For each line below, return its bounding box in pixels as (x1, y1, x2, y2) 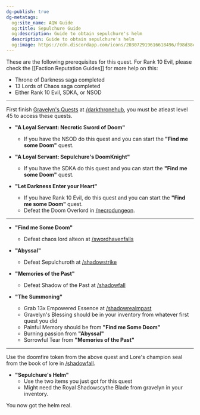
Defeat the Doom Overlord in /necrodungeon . (23, 207, 135, 214)
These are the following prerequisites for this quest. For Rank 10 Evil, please (6, 58, 192, 65)
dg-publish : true (6, 8, 49, 15)
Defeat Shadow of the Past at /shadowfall (23, 281, 126, 289)
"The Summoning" (14, 293, 63, 300)
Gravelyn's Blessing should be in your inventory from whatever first (23, 311, 189, 318)
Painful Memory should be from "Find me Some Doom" (23, 323, 161, 330)
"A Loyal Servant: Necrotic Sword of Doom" (14, 123, 126, 131)
